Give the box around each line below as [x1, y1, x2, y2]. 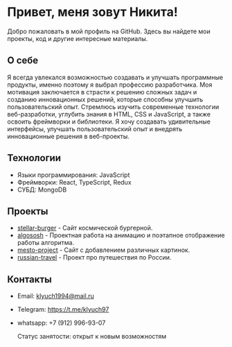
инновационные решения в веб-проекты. [7, 132, 130, 140]
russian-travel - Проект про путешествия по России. [17, 253, 172, 262]
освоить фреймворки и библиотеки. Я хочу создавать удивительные [7, 117, 211, 126]
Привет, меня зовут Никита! [7, 4, 178, 20]
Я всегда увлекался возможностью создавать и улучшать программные [7, 73, 224, 81]
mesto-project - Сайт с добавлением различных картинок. [17, 246, 190, 254]
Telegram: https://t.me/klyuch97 [17, 305, 109, 314]
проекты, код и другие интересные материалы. [7, 34, 148, 42]
